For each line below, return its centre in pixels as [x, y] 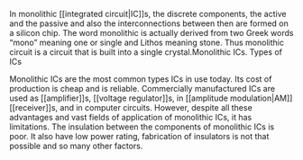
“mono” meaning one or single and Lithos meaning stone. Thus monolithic [147, 42]
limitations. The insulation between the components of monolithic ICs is [142, 127]
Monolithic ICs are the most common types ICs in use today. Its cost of [141, 79]
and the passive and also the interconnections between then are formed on [149, 23]
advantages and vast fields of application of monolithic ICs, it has [131, 117]
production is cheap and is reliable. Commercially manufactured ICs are [142, 89]
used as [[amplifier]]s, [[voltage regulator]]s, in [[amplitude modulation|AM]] [151, 98]
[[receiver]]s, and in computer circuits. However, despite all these [131, 107]
